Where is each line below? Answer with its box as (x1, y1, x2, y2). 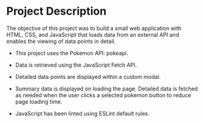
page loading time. (15, 98, 63, 105)
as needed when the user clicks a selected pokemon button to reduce (15, 91, 191, 99)
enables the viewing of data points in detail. (6, 37, 116, 45)
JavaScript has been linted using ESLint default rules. (15, 110, 150, 117)
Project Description (6, 4, 107, 18)
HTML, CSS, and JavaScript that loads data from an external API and (6, 31, 179, 38)
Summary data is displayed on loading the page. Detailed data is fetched (15, 84, 199, 92)
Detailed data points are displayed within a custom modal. (15, 73, 161, 80)
